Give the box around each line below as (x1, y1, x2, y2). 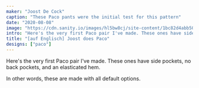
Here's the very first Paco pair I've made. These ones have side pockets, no (6, 57, 191, 65)
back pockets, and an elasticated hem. (6, 63, 101, 70)
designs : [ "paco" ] (6, 42, 52, 48)
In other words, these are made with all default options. (6, 75, 141, 82)
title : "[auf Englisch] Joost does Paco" (6, 36, 110, 42)
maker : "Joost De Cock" (6, 8, 65, 15)
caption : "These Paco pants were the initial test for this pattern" (6, 14, 182, 20)
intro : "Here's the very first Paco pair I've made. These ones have (6, 31, 182, 36)
